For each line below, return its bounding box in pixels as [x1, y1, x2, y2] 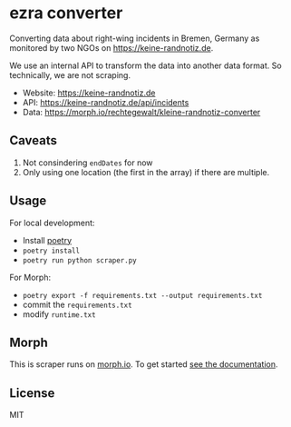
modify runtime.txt [22, 308, 97, 320]
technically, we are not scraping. [9, 69, 131, 80]
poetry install [22, 246, 81, 255]
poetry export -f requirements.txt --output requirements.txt [22, 291, 263, 300]
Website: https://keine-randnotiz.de [22, 87, 156, 98]
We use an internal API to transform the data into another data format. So [9, 60, 283, 71]
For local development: [9, 217, 95, 228]
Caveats [9, 133, 57, 148]
